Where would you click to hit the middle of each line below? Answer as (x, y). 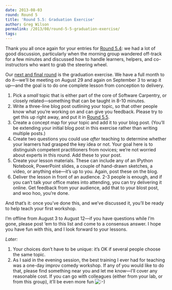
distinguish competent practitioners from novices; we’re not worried (84, 150)
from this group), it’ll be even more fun (53, 282)
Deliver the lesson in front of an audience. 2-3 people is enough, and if (87, 177)
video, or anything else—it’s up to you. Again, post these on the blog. (85, 171)
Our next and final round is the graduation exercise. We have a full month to (85, 74)
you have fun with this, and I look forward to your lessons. (66, 229)
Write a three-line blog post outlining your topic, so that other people (85, 106)
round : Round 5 (21, 15)
